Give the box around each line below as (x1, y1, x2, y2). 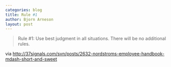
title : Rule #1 (5, 12, 38, 17)
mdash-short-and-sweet (5, 56, 57, 62)
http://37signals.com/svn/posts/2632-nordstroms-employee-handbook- (12, 51, 165, 57)
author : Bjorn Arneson (5, 17, 54, 22)
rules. (17, 41, 30, 47)
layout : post (5, 21, 33, 27)
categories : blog (5, 7, 42, 13)
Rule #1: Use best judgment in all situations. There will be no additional (17, 36, 166, 42)
